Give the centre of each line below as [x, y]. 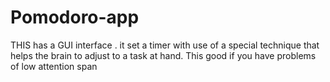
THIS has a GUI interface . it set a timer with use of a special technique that [165, 45]
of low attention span [54, 66]
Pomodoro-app [75, 17]
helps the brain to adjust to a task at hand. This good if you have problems [163, 55]
